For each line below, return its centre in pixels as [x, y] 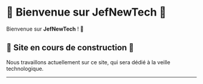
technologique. [25, 68]
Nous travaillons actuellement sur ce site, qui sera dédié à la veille [88, 62]
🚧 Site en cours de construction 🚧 [70, 48]
